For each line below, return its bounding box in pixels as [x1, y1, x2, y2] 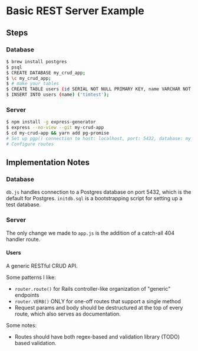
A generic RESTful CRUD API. [6, 262, 78, 269]
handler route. [6, 235, 41, 243]
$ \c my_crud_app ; [6, 75, 51, 81]
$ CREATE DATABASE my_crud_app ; [6, 70, 85, 76]
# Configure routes [6, 141, 54, 147]
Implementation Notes [6, 158, 90, 168]
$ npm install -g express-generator [6, 119, 96, 125]
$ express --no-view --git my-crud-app [6, 125, 104, 131]
